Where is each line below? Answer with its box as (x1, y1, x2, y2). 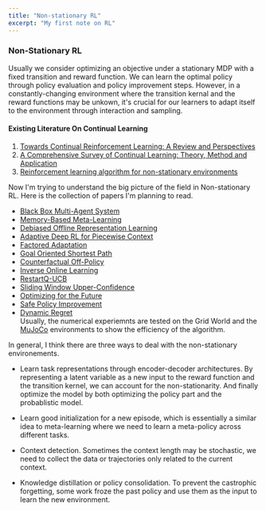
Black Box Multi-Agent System (19, 206, 120, 216)
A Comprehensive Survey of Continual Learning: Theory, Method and (19, 150, 248, 159)
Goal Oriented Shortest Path (19, 248, 113, 258)
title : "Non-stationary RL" (8, 11, 102, 20)
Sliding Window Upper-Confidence (19, 283, 135, 291)
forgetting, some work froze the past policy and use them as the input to (19, 486, 257, 496)
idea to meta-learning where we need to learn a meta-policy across (19, 422, 241, 431)
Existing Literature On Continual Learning (8, 124, 149, 134)
